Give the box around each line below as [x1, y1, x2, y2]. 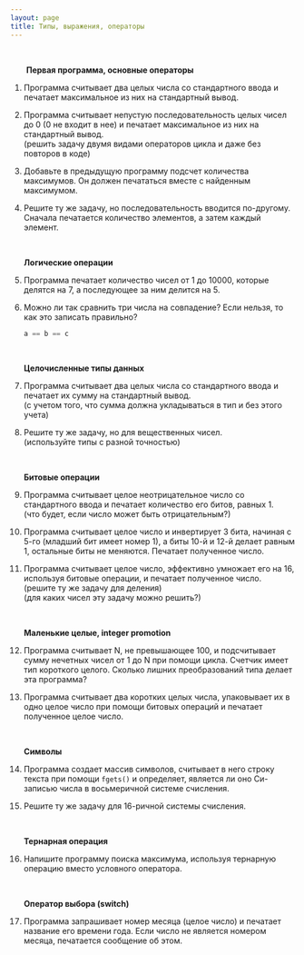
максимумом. [23, 184, 78, 195]
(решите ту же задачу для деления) [23, 582, 162, 593]
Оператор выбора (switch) [23, 899, 130, 910]
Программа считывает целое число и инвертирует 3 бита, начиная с [23, 526, 292, 537]
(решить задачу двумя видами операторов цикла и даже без [23, 138, 261, 149]
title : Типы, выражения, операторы [10, 22, 145, 31]
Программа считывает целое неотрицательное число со [23, 490, 245, 501]
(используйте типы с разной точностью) [23, 437, 181, 448]
